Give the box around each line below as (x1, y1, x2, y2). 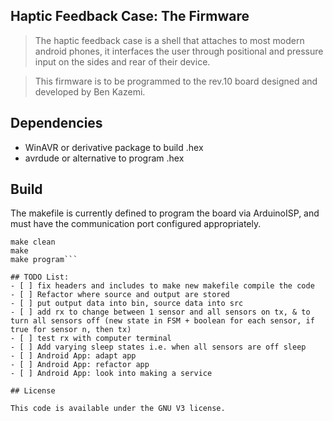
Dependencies (10, 115, 103, 132)
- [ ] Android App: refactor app (10, 360, 150, 370)
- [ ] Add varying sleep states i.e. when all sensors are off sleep (10, 342, 307, 353)
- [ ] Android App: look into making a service (10, 369, 213, 379)
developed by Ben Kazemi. (34, 85, 146, 98)
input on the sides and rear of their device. (34, 55, 211, 68)
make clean (10, 237, 56, 248)
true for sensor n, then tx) (10, 325, 132, 335)
